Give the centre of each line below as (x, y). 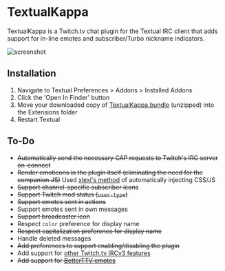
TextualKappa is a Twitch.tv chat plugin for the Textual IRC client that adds (112, 31)
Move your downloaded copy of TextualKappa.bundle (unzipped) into (116, 105)
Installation (32, 73)
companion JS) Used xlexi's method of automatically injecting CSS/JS (116, 179)
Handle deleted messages (54, 238)
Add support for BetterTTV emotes (66, 260)
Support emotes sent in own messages (73, 209)
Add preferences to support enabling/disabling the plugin (98, 245)
